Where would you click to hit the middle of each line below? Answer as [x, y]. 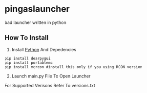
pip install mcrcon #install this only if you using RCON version [73, 67]
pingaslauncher [37, 9]
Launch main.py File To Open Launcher [51, 76]
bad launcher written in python [35, 22]
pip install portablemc [29, 63]
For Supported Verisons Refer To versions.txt [50, 85]
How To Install [27, 38]
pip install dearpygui [28, 58]
